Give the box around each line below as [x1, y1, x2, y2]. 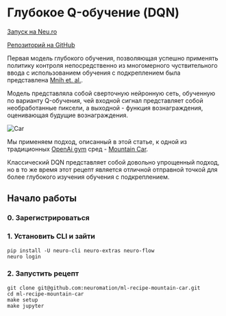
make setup [7, 296, 38, 303]
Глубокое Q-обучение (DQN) [7, 5, 180, 21]
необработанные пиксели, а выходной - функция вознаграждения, [7, 104, 203, 112]
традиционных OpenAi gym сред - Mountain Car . [7, 145, 149, 153]
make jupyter [7, 302, 45, 309]
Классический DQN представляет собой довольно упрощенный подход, [7, 158, 220, 166]
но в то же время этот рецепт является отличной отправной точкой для [7, 165, 218, 173]
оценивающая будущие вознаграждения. [7, 111, 129, 119]
